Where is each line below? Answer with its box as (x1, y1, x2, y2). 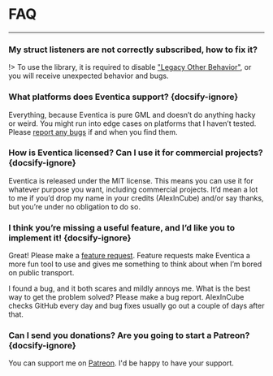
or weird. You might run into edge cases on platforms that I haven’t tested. (8, 119, 257, 128)
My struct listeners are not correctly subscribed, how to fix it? (8, 44, 258, 55)
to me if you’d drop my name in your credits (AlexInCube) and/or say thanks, (8, 192, 264, 203)
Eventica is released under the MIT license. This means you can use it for (8, 175, 254, 185)
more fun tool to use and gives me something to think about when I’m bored (8, 259, 262, 269)
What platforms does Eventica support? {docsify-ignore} (8, 91, 239, 102)
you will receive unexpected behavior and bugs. (8, 71, 169, 81)
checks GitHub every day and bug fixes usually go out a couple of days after (8, 301, 265, 311)
